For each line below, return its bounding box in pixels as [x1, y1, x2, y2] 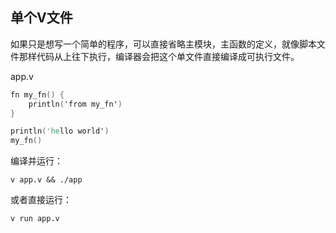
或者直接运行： [10, 194, 72, 206]
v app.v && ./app [10, 175, 83, 185]
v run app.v [10, 214, 60, 224]
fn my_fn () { [10, 89, 65, 100]
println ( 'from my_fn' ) [28, 99, 123, 109]
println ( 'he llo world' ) [10, 126, 110, 137]
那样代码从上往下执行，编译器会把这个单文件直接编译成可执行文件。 [18, 50, 300, 62]
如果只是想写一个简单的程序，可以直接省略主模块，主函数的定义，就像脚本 [10, 38, 317, 50]
